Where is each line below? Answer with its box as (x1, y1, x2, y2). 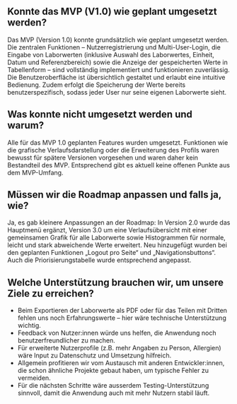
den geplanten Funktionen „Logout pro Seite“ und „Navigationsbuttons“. (7, 249, 216, 257)
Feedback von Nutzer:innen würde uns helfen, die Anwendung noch (17, 328, 217, 338)
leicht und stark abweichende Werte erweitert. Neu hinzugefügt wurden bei (7, 241, 228, 249)
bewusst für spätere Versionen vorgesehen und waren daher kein (7, 153, 199, 162)
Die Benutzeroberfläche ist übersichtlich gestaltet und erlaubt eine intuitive (7, 73, 226, 81)
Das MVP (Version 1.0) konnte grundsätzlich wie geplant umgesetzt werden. (7, 35, 229, 44)
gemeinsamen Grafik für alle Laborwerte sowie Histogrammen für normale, (7, 233, 226, 242)
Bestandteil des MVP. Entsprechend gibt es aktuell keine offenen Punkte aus (7, 160, 230, 169)
